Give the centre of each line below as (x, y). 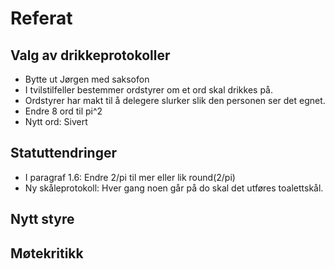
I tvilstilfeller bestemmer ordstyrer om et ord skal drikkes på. (148, 90)
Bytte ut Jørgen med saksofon (87, 79)
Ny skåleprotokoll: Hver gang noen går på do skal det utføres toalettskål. (174, 188)
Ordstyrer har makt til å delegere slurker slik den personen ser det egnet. (175, 100)
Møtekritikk (47, 253)
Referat (41, 18)
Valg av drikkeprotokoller (90, 55)
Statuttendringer (64, 153)
